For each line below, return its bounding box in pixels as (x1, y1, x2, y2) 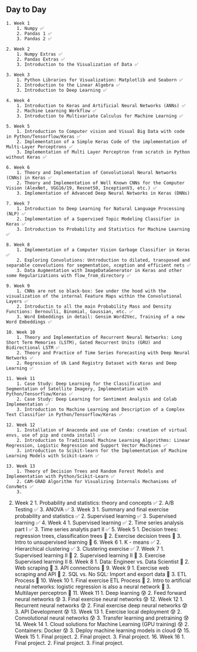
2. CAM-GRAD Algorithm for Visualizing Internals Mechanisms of (16, 478, 177, 484)
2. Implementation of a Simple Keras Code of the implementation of (16, 138, 188, 145)
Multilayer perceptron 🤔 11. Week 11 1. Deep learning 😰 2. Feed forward (14, 589, 186, 596)
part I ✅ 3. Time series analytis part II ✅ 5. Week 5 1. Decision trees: (14, 525, 178, 533)
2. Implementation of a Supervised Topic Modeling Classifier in (16, 216, 180, 222)
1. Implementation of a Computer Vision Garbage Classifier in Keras (16, 247, 191, 252)
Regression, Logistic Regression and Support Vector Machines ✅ (6, 443, 168, 448)
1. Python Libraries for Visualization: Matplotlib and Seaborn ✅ (16, 76, 184, 83)
